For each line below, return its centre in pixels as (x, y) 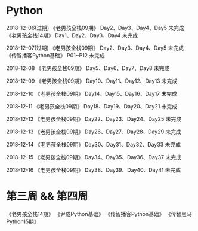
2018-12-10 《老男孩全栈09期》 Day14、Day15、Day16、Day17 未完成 (92, 93)
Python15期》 (23, 221)
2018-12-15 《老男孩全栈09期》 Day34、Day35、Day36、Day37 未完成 (94, 157)
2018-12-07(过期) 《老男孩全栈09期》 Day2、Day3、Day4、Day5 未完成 (95, 48)
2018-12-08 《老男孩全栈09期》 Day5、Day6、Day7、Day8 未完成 (88, 68)
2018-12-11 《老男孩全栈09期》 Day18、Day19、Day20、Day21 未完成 (92, 106)
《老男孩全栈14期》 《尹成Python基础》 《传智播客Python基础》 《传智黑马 (99, 214)
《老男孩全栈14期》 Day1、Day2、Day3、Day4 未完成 (72, 35)
